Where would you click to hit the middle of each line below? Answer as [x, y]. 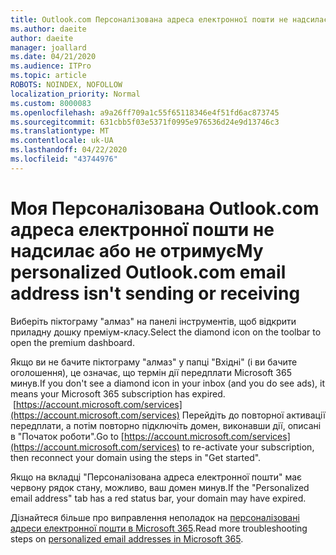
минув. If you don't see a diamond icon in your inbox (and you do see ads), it [167, 383]
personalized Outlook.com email [148, 272]
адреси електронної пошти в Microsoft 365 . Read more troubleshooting [159, 528]
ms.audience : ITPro [51, 66]
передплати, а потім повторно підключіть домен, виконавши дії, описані [166, 425]
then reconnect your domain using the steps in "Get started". [136, 457]
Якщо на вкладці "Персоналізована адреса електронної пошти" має [156, 477]
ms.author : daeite [48, 29]
